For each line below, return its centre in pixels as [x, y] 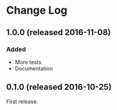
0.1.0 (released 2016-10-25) [59, 87]
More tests [28, 62]
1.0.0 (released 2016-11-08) [59, 32]
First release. [22, 101]
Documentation [34, 68]
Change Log [37, 10]
